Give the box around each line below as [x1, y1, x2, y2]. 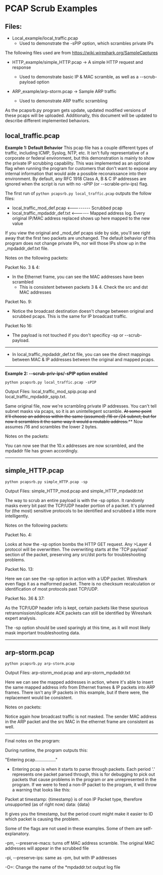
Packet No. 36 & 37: [5, 595, 45, 601]
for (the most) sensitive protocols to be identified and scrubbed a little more [5, 507, 156, 514]
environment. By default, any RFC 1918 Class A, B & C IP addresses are [5, 176, 147, 182]
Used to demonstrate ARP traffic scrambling [19, 98, 108, 104]
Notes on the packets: [5, 433, 49, 439]
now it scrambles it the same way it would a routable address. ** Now [5, 418, 143, 424]
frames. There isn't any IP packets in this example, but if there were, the [5, 689, 149, 695]
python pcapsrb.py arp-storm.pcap [5, 661, 75, 666]
